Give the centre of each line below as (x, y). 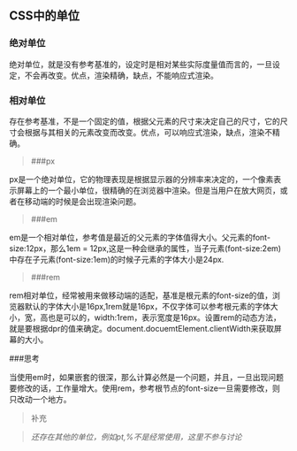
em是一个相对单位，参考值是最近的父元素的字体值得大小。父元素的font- (140, 237)
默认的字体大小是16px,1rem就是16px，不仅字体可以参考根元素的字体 (148, 306)
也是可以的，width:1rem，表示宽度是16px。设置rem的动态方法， (164, 317)
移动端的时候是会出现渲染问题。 (83, 201)
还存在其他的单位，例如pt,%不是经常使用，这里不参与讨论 (136, 437)
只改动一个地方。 (40, 399)
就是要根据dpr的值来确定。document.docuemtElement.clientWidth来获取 (141, 328)
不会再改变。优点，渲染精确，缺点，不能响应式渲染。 (121, 75)
